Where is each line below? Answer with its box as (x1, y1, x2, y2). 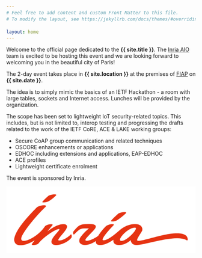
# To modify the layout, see (6, 16, 79, 22)
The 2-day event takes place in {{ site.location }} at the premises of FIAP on (6, 70, 196, 78)
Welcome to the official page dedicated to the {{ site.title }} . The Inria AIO (6, 46, 190, 54)
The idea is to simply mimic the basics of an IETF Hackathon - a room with (6, 88, 191, 96)
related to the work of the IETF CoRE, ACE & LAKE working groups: (6, 126, 172, 133)
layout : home (6, 29, 39, 35)
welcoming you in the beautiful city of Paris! (6, 59, 115, 66)
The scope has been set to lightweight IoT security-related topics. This (6, 113, 182, 120)
